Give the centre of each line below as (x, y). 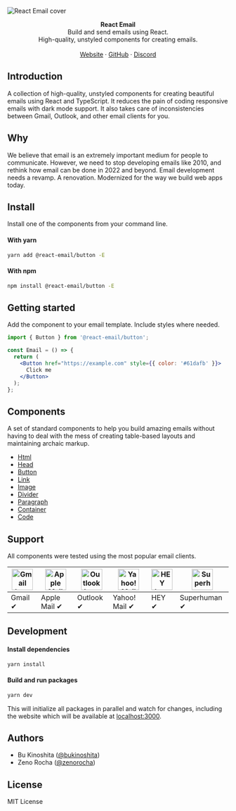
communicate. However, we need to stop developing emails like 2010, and (114, 163)
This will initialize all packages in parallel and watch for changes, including (115, 708)
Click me (39, 370)
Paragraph (33, 502)
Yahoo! (124, 598)
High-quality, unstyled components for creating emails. (118, 39)
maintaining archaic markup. (48, 444)
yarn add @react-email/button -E (56, 255)
